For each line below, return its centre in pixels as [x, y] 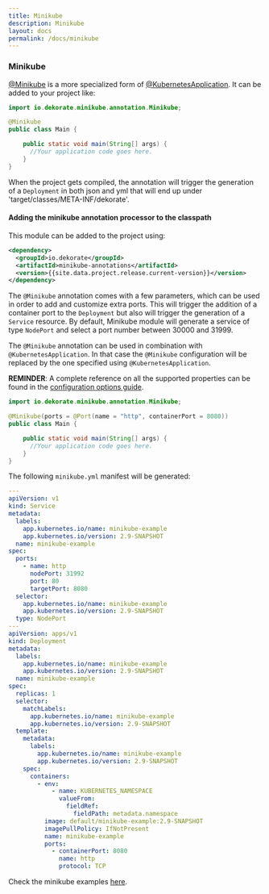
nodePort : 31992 [57, 574]
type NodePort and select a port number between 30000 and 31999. [121, 330]
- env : [48, 783]
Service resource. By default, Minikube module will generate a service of [129, 322]
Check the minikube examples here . [68, 881]
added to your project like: [52, 93]
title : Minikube [35, 16]
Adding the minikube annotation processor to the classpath [110, 218]
